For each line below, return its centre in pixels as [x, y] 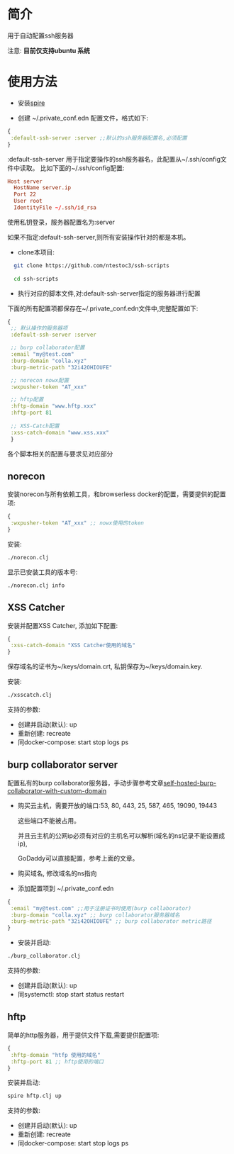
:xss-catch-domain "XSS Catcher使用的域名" [73, 646]
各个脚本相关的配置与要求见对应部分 [60, 454]
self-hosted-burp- [190, 783]
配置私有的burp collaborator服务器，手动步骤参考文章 [86, 783]
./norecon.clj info [36, 586]
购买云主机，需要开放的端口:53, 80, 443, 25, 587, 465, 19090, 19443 [117, 805]
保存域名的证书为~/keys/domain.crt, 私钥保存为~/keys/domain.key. [105, 666]
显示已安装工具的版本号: [43, 572]
